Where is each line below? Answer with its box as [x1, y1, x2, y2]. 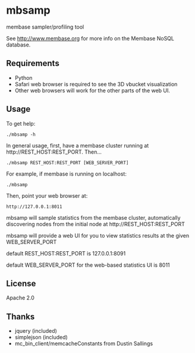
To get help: [6, 120, 36, 127]
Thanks [6, 311, 35, 321]
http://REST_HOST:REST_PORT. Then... [6, 148, 102, 155]
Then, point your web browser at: [6, 192, 88, 199]
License [6, 278, 36, 289]
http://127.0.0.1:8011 [6, 204, 62, 210]
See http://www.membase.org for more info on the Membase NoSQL [6, 35, 174, 42]
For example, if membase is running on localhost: [6, 170, 127, 177]
